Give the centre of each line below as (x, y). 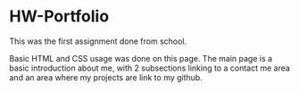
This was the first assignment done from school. (98, 41)
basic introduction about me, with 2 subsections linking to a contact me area (149, 68)
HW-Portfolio (59, 17)
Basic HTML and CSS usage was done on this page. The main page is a (141, 58)
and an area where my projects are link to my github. (106, 77)
